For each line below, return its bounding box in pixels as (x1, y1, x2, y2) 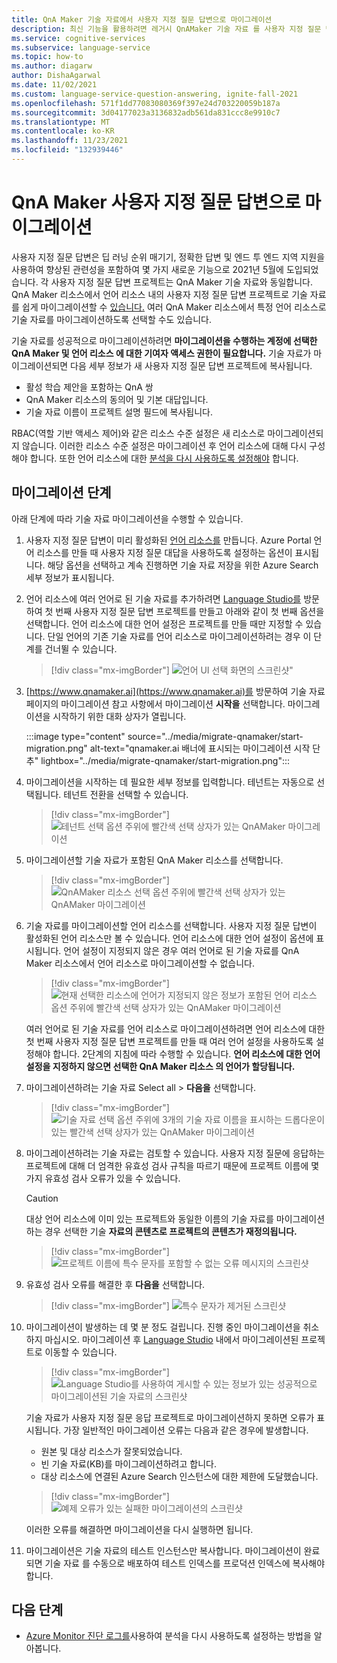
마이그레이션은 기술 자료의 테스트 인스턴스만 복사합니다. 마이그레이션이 (25, 1544, 302, 1556)
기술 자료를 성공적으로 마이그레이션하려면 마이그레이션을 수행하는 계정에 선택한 (11, 334, 318, 346)
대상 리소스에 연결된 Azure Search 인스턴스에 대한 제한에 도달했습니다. (40, 1470, 319, 1482)
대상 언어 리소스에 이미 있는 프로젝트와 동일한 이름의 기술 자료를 (25, 1212, 274, 1225)
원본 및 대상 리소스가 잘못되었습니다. (40, 1445, 183, 1457)
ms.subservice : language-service (11, 42, 151, 53)
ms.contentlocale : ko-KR (11, 126, 115, 136)
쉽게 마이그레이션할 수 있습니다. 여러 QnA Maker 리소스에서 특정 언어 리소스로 (21, 301, 327, 313)
